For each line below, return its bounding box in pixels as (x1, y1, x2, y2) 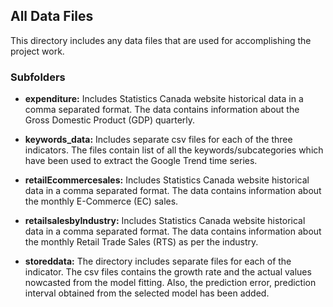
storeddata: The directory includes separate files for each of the (24, 255, 292, 268)
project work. (10, 45, 65, 57)
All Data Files (10, 8, 94, 25)
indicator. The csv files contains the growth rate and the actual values (24, 266, 312, 278)
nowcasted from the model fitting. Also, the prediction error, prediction (24, 277, 317, 289)
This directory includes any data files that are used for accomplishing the (10, 34, 312, 46)
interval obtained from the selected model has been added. (24, 287, 270, 299)
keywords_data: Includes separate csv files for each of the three (24, 134, 293, 146)
